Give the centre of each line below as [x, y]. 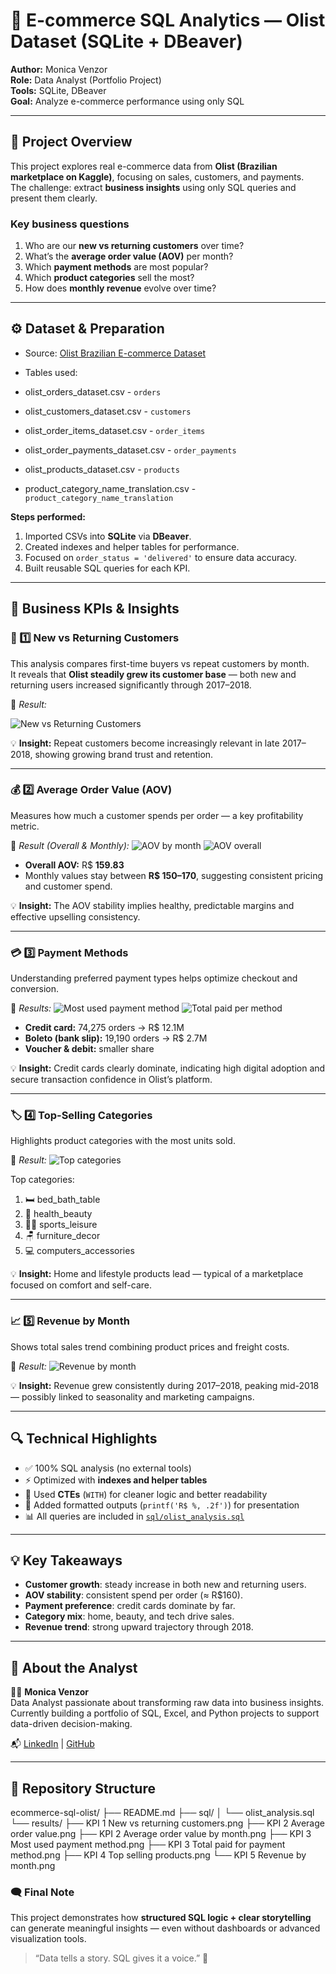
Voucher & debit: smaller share [89, 1049]
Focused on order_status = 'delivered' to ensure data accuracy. [161, 557]
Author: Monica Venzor [59, 69]
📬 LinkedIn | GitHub [52, 1744]
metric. [25, 826]
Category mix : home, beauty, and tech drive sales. [129, 1616]
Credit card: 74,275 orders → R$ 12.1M [104, 1028]
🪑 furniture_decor [62, 1236]
